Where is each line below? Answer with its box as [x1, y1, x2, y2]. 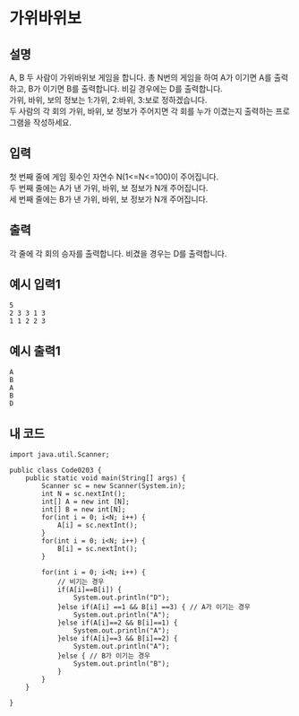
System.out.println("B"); [73, 659, 170, 668]
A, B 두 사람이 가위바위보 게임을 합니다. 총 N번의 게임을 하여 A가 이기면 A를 [9, 73, 272, 83]
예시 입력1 [9, 277, 61, 293]
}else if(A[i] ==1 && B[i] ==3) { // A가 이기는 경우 [56, 603, 251, 612]
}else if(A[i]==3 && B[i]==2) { [56, 634, 178, 643]
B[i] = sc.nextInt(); [56, 545, 139, 554]
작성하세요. [32, 118, 73, 127]
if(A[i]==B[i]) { [56, 585, 123, 595]
